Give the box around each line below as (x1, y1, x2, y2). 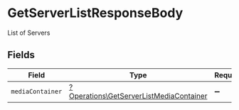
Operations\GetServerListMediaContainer (68, 91, 208, 101)
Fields (7, 49, 36, 61)
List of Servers (7, 28, 51, 37)
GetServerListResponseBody (7, 5, 184, 21)
